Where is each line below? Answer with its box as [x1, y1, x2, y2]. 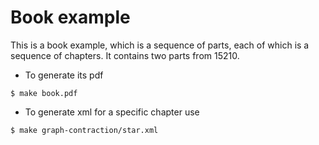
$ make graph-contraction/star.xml [10, 125, 159, 135]
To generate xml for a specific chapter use [24, 106, 200, 118]
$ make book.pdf [10, 88, 78, 98]
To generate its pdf [24, 69, 104, 81]
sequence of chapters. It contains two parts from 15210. [10, 49, 240, 61]
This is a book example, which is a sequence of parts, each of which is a [10, 39, 310, 51]
